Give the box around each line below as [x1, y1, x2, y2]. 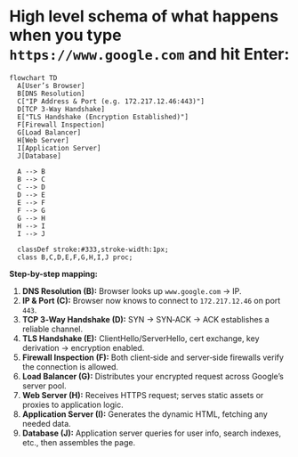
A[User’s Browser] [17, 81, 86, 90]
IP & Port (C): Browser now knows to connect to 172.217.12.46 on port [21, 295, 281, 306]
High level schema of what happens [9, 6, 279, 27]
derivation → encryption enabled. [21, 342, 145, 353]
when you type [9, 25, 122, 45]
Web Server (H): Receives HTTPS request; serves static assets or [21, 389, 264, 400]
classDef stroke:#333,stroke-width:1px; [17, 245, 169, 254]
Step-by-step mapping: [9, 268, 98, 279]
